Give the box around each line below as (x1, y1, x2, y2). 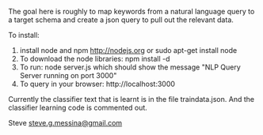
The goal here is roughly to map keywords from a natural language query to (8, 7, 255, 16)
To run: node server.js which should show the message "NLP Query (19, 62, 242, 72)
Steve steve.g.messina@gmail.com (8, 118, 123, 127)
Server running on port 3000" (19, 71, 117, 80)
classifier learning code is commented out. (8, 103, 148, 112)
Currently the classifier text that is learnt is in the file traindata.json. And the (8, 95, 255, 103)
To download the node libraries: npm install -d (19, 54, 170, 63)
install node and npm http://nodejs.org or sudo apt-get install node (19, 46, 238, 54)
